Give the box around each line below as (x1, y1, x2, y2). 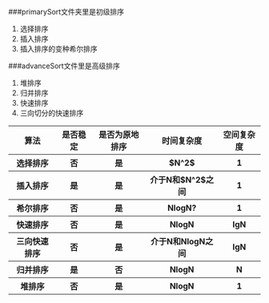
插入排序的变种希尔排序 (19, 44, 98, 54)
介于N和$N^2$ (149, 175, 207, 185)
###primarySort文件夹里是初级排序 (8, 7, 124, 16)
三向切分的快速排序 (19, 108, 84, 118)
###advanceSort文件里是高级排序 (8, 61, 120, 71)
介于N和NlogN (151, 236, 206, 247)
